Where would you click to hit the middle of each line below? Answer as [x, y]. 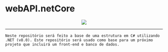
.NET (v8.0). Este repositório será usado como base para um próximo [79, 40]
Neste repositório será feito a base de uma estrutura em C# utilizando [82, 36]
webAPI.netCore [40, 9]
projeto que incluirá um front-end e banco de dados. [62, 44]
